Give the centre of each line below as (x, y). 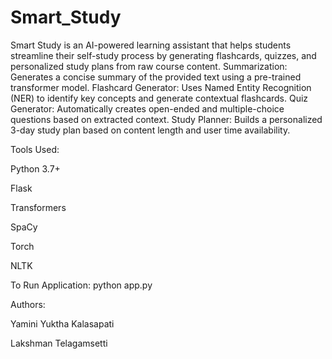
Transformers (38, 207)
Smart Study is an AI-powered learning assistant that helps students (151, 45)
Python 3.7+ (35, 168)
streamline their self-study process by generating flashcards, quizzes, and (163, 55)
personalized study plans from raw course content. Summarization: (149, 66)
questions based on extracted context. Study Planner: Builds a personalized (166, 119)
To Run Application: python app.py (81, 285)
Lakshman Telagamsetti (59, 343)
